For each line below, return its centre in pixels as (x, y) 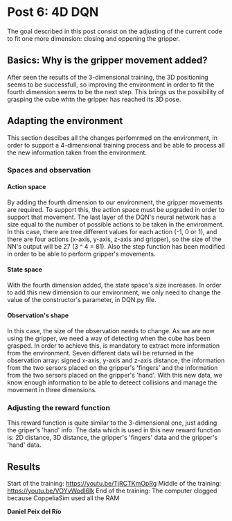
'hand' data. (24, 445)
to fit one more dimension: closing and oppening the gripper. (93, 38)
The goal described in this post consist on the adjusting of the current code (115, 31)
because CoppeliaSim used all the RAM (63, 498)
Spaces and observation (49, 170)
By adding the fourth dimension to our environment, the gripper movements (115, 202)
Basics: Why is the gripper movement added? (107, 61)
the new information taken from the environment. (77, 152)
